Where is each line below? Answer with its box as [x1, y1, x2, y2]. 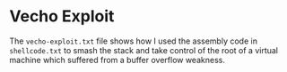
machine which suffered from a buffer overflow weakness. [9, 54, 226, 65]
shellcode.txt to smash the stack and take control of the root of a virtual [9, 44, 279, 55]
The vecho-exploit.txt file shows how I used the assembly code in [9, 36, 258, 46]
